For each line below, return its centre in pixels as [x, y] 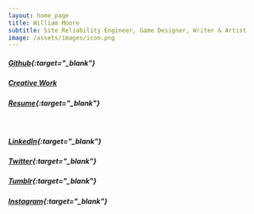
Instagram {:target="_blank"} [58, 201]
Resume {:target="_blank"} [54, 103]
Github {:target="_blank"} [52, 63]
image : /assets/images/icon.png [62, 38]
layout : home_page [38, 15]
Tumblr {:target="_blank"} [52, 181]
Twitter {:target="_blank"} [52, 161]
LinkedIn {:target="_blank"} [55, 141]
